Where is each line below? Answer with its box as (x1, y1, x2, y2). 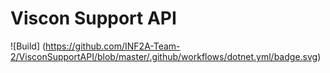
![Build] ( (10, 40, 47, 52)
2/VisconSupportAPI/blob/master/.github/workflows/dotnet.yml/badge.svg (10, 50, 318, 62)
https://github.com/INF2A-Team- (45, 40, 181, 52)
